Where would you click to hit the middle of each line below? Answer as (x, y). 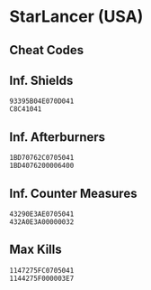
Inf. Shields (41, 80)
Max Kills (36, 250)
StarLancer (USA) (76, 17)
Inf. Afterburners (58, 137)
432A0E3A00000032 (42, 222)
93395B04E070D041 (42, 101)
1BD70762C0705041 (42, 158)
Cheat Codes (47, 50)
